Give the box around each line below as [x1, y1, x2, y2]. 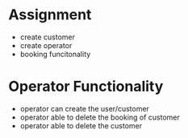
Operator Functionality [8, 78, 164, 95]
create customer [19, 32, 75, 42]
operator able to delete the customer [19, 120, 143, 130]
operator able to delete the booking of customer [19, 112, 180, 122]
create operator [19, 40, 73, 50]
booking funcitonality [19, 49, 91, 59]
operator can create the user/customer [19, 103, 149, 113]
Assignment [8, 6, 92, 24]
